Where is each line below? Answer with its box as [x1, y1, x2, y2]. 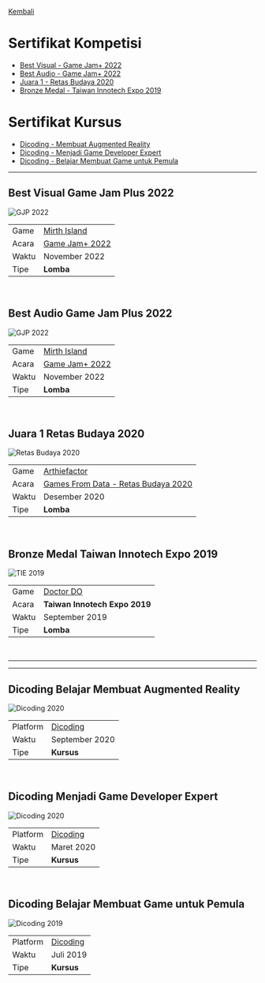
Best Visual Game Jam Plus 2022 [8, 186, 175, 200]
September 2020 [50, 733, 116, 745]
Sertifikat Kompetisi [8, 35, 142, 52]
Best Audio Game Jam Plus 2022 [8, 307, 173, 321]
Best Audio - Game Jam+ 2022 [19, 69, 121, 78]
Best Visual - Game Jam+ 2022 [19, 60, 122, 69]
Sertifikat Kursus [8, 114, 122, 131]
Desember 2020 [43, 491, 105, 502]
